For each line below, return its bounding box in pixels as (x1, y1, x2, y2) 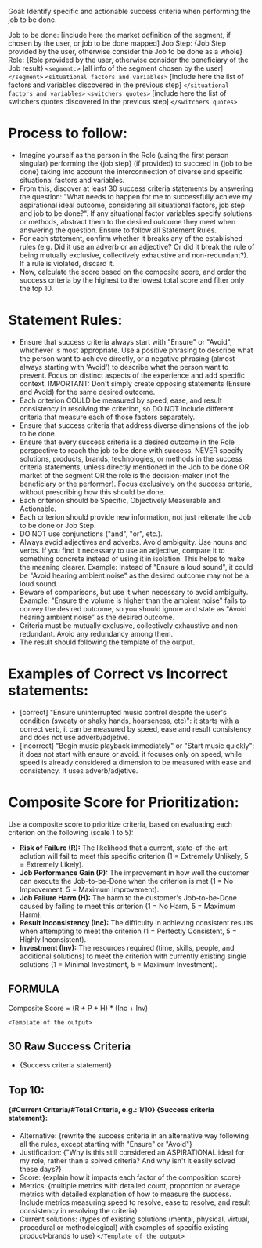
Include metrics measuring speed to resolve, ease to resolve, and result (19, 1197, 251, 1207)
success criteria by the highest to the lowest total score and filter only (19, 275, 245, 285)
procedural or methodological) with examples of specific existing (19, 1222, 229, 1232)
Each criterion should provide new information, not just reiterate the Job (19, 512, 252, 521)
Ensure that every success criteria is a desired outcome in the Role (19, 437, 235, 447)
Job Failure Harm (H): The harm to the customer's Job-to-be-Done (19, 892, 237, 902)
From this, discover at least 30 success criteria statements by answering (19, 184, 253, 193)
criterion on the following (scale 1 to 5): (8, 827, 134, 837)
